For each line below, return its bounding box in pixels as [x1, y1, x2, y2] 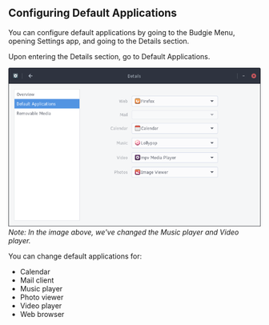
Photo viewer [19, 292, 64, 303]
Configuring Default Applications [8, 6, 178, 20]
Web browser [19, 310, 65, 319]
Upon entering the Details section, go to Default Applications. [8, 51, 211, 61]
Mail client [19, 275, 54, 285]
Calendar [19, 267, 50, 277]
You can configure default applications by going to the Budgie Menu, [8, 27, 235, 37]
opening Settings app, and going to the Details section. [8, 36, 190, 46]
